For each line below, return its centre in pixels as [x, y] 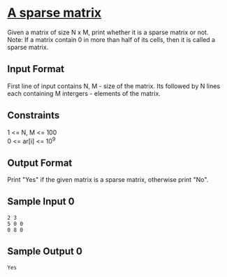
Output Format [40, 163]
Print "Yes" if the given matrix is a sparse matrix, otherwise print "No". [108, 180]
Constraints [34, 116]
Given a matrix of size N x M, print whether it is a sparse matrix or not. [108, 32]
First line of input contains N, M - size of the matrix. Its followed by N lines [114, 86]
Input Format [36, 69]
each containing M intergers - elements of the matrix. [84, 93]
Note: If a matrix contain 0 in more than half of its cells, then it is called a [111, 39]
